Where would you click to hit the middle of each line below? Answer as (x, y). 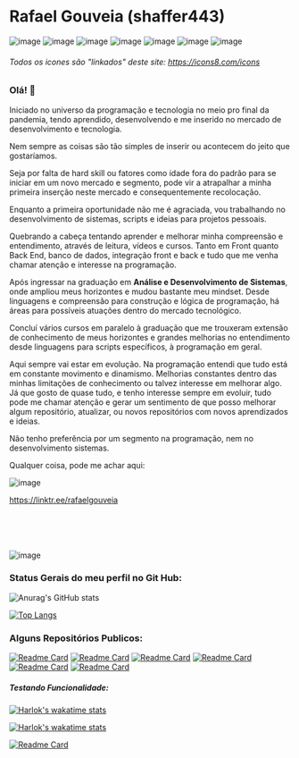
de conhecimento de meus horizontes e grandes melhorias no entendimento (149, 337)
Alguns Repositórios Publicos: (76, 638)
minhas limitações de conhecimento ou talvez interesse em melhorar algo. (146, 383)
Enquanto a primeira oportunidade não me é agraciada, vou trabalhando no (147, 209)
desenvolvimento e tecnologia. (66, 129)
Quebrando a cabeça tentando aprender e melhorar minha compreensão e (146, 236)
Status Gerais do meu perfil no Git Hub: (96, 578)
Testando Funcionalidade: (59, 687)
